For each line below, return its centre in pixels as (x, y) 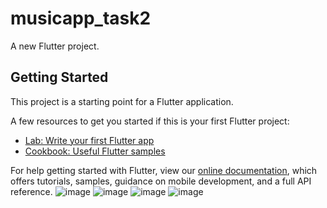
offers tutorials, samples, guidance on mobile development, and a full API (161, 181)
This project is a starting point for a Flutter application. (122, 101)
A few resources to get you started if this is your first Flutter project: (150, 121)
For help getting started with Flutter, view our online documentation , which (164, 170)
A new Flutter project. (55, 46)
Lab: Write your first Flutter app (89, 140)
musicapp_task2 (81, 18)
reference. (31, 191)
